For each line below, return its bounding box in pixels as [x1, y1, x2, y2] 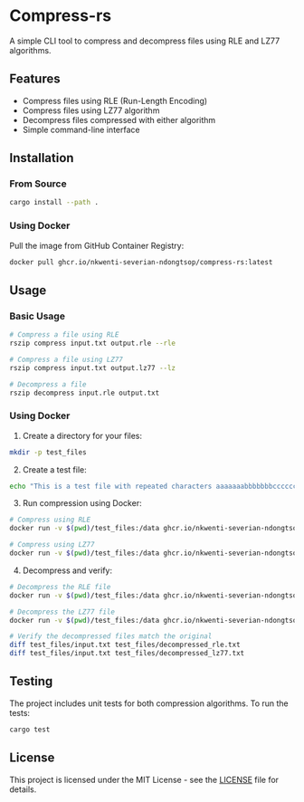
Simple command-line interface [22, 124, 140, 135]
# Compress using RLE [9, 515, 91, 525]
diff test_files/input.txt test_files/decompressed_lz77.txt [9, 649, 245, 658]
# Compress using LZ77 [9, 540, 95, 549]
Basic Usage [9, 310, 66, 322]
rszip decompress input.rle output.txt [9, 388, 160, 397]
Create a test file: [22, 463, 88, 475]
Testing [9, 673, 53, 689]
